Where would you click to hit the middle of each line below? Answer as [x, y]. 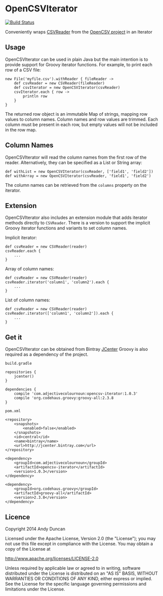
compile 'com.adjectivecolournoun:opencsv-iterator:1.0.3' [76, 394]
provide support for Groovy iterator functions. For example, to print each [79, 64]
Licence [18, 517]
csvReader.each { [23, 251]
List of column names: [28, 300]
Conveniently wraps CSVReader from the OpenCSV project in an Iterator [79, 32]
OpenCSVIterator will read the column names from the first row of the [76, 157]
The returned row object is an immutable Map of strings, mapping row [76, 114]
